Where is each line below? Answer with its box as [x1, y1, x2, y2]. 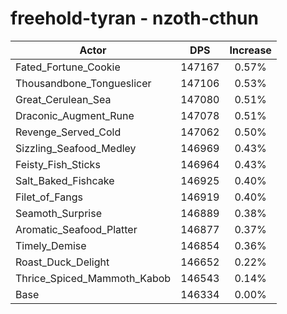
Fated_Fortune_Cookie [15, 60, 121, 74]
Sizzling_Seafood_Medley [15, 141, 137, 155]
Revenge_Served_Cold [15, 125, 122, 139]
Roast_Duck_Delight [15, 255, 110, 269]
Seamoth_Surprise [15, 206, 102, 220]
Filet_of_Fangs [15, 190, 83, 204]
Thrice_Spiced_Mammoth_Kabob [15, 271, 172, 285]
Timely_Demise [15, 238, 87, 252]
